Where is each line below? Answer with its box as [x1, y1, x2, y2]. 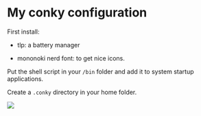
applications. [7, 74, 43, 83]
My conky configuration [7, 5, 147, 21]
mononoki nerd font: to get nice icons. [16, 54, 126, 62]
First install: [7, 27, 40, 36]
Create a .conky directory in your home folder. [7, 88, 137, 96]
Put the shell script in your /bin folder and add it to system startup [7, 67, 194, 76]
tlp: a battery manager [16, 40, 80, 49]
